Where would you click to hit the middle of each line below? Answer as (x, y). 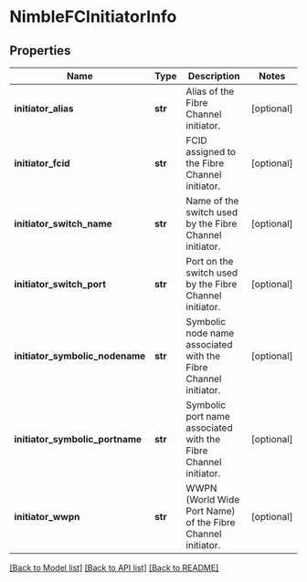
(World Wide (213, 499)
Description (214, 76)
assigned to (211, 152)
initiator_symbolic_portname (78, 439)
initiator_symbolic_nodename (80, 356)
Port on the (210, 261)
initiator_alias (44, 109)
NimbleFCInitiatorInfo (93, 17)
